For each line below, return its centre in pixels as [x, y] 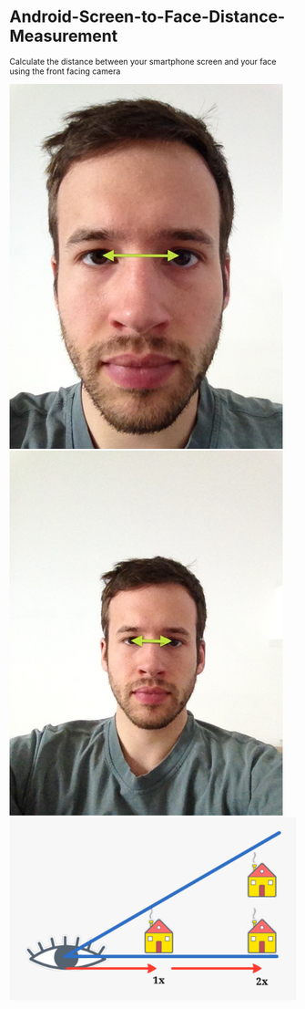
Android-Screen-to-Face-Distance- [147, 17]
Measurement [64, 36]
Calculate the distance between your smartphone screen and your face [143, 61]
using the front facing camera [65, 71]
